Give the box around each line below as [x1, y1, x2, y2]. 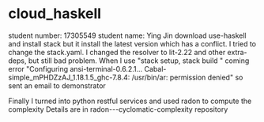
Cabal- [144, 64, 167, 73]
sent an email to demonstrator [8, 80, 107, 91]
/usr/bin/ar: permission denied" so [131, 72, 243, 82]
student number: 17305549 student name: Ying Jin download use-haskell [8, 31, 247, 40]
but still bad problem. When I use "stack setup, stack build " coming [28, 56, 250, 65]
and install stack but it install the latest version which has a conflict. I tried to [8, 39, 257, 48]
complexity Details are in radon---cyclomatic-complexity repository [8, 104, 228, 114]
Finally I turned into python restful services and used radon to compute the [8, 96, 252, 105]
